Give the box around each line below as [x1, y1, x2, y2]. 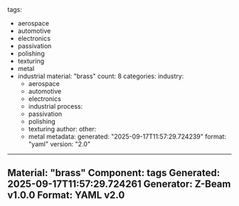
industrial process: [28, 102, 83, 110]
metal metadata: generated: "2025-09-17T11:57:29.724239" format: [28, 132, 226, 141]
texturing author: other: [28, 125, 97, 133]
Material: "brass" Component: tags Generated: [7, 167, 221, 179]
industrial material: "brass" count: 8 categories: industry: [17, 72, 184, 80]
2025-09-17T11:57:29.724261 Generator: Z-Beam [7, 178, 231, 190]
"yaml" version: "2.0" [28, 140, 91, 148]
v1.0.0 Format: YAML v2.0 [7, 189, 125, 201]
